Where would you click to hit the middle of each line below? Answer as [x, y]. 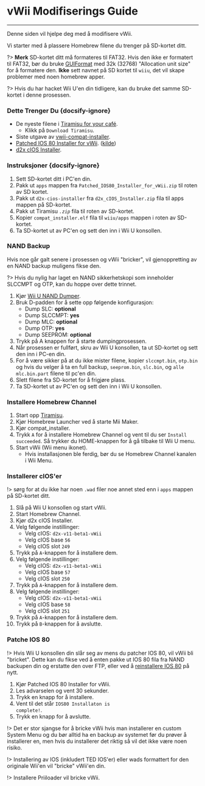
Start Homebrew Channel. [48, 514]
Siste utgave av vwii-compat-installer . [63, 137]
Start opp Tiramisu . [40, 415]
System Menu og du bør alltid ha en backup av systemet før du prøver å [97, 734]
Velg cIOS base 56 [47, 540]
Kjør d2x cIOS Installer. [44, 520]
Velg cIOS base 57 [47, 572]
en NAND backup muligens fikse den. [54, 266]
